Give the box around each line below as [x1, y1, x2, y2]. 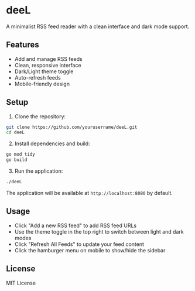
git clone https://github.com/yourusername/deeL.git [6, 124, 138, 130]
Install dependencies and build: [14, 140, 90, 147]
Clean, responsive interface [14, 61, 81, 69]
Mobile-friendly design [14, 80, 70, 87]
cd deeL [6, 129, 25, 135]
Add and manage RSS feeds [14, 55, 83, 62]
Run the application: [14, 167, 63, 174]
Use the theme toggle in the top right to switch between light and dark [14, 228, 184, 235]
